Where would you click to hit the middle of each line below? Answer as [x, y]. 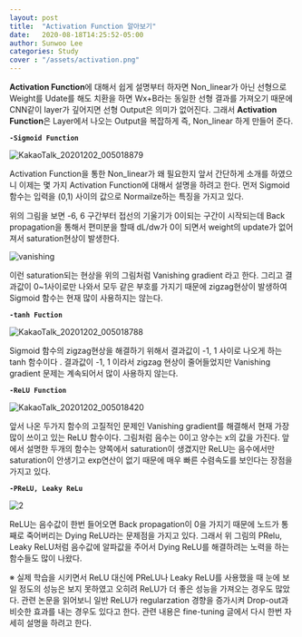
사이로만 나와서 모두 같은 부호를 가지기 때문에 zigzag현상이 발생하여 [167, 286]
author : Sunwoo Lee [46, 43]
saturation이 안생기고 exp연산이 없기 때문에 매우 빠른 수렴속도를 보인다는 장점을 [151, 460]
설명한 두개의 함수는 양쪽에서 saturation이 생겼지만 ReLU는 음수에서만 [150, 449]
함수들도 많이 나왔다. [46, 558]
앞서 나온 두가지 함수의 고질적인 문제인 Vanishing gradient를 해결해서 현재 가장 [150, 426]
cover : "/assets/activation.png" [75, 60]
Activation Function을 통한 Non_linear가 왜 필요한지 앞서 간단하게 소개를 [139, 174]
